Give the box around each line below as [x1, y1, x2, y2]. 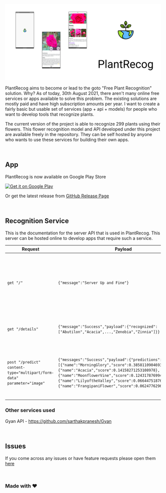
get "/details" [7, 327, 39, 332]
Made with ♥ [5, 482, 38, 489]
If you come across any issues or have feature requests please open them [5, 455, 156, 461]
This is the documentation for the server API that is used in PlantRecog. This [5, 230, 161, 236]
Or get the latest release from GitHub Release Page [5, 193, 110, 199]
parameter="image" [7, 381, 45, 386]
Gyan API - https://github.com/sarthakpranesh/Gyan [5, 418, 112, 424]
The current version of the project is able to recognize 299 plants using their [5, 121, 161, 127]
